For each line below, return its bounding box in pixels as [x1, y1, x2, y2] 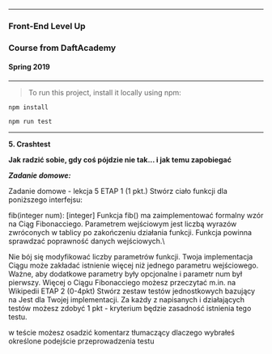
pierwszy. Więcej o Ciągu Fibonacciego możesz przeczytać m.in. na [8, 278, 236, 288]
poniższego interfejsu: [8, 195, 83, 204]
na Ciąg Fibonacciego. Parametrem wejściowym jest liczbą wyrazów [8, 219, 237, 229]
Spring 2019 [8, 62, 50, 72]
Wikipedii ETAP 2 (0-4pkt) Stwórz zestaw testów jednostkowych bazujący [8, 286, 256, 296]
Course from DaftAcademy [8, 42, 117, 53]
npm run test [8, 118, 53, 126]
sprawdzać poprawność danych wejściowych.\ [8, 236, 165, 247]
